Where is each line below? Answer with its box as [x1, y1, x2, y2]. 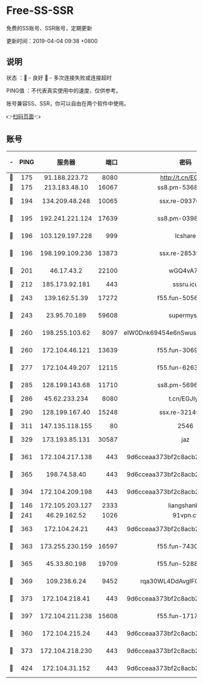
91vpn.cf [172, 511, 199, 519]
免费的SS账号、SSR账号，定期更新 [6, 24, 92, 32]
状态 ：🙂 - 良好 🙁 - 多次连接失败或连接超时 [6, 74, 112, 81]
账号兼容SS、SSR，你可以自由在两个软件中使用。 [6, 99, 129, 107]
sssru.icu [172, 280, 199, 288]
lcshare [175, 231, 196, 240]
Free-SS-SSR [6, 4, 74, 18]
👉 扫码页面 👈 [6, 113, 41, 120]
